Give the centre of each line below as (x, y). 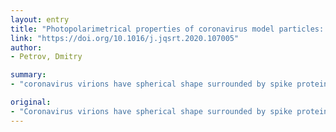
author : (26, 47)
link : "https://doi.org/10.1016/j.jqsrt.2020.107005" (125, 38)
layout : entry (40, 19)
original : (31, 102)
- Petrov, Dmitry (46, 57)
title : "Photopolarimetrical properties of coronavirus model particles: (167, 29)
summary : (28, 75)
